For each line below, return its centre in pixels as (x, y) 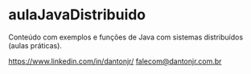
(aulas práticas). (35, 45)
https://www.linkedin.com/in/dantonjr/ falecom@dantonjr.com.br (115, 61)
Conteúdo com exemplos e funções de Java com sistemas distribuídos (126, 37)
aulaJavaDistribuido (77, 15)
